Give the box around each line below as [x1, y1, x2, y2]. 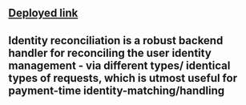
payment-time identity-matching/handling [8, 83, 225, 97]
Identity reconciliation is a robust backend [8, 34, 224, 47]
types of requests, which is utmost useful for [8, 71, 238, 85]
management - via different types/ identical [8, 59, 231, 72]
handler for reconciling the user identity [8, 46, 212, 59]
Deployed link [8, 6, 79, 20]
